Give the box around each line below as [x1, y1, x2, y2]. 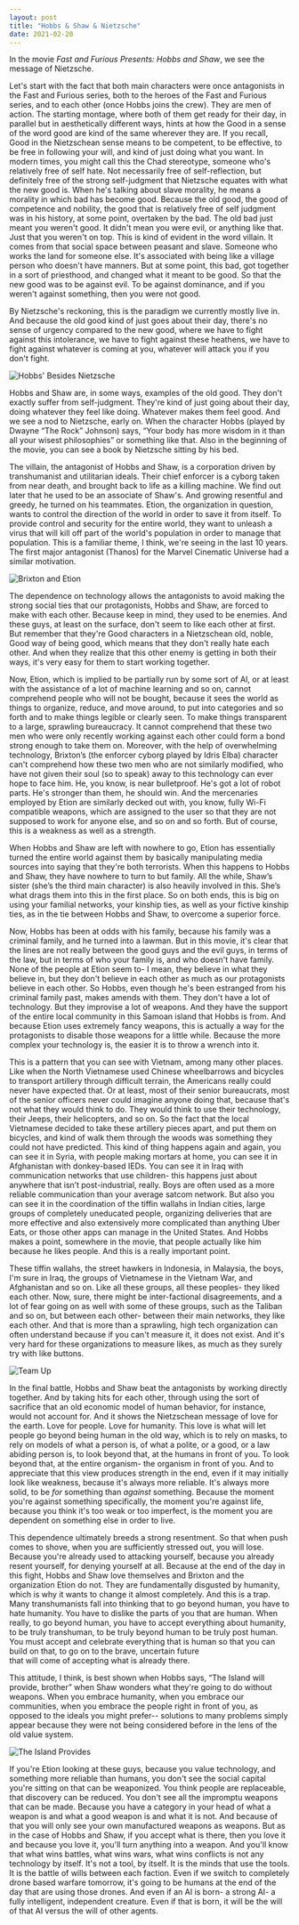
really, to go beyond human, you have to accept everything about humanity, [9, 1617, 287, 1629]
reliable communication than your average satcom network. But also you [9, 1189, 275, 1200]
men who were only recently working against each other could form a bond [9, 731, 286, 741]
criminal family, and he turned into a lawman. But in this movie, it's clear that [9, 935, 289, 946]
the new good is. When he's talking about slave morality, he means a [9, 184, 261, 196]
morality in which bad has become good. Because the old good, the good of [9, 194, 288, 205]
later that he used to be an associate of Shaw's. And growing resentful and [9, 490, 283, 501]
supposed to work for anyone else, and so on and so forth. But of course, [9, 816, 279, 827]
